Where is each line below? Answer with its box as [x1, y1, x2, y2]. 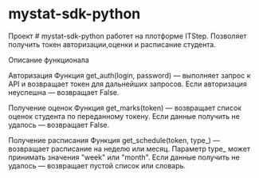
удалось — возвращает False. [8, 120, 110, 129]
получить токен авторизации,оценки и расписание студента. [8, 39, 217, 49]
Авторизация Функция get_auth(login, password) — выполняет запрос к [8, 70, 251, 80]
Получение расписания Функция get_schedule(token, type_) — [8, 135, 221, 144]
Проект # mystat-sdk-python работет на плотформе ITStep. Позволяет [8, 31, 247, 41]
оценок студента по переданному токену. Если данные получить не [8, 111, 241, 121]
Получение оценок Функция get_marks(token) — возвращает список [8, 103, 241, 113]
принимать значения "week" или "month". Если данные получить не [8, 152, 241, 162]
